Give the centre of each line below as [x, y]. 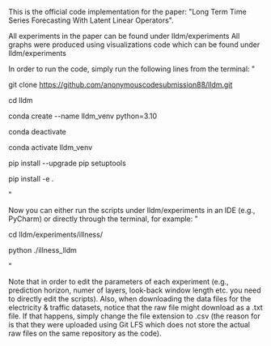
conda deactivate [38, 132]
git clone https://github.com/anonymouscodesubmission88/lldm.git [121, 85]
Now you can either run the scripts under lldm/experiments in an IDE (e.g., [132, 210]
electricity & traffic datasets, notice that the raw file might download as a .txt [135, 308]
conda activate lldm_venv [51, 147]
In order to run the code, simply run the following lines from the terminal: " [132, 69]
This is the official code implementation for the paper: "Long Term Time [127, 12]
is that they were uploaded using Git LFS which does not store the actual [129, 325]
